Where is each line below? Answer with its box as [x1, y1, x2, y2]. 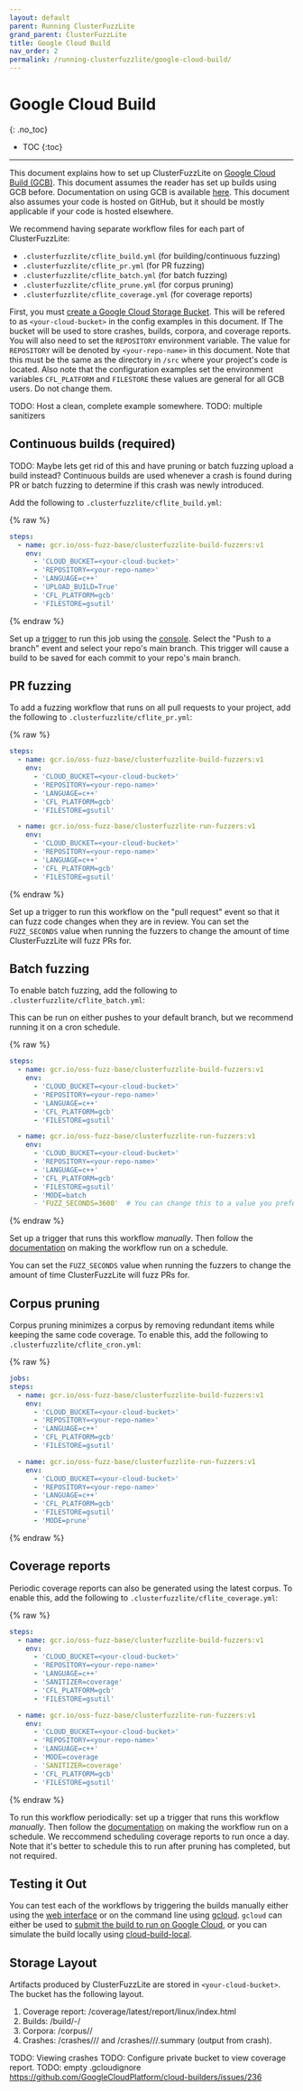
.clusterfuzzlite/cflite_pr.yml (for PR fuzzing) [22, 259, 206, 271]
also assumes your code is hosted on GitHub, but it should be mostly [9, 196, 265, 207]
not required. [9, 1850, 58, 1861]
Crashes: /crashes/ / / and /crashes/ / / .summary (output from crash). [22, 2035, 272, 2046]
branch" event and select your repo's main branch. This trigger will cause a [9, 642, 289, 653]
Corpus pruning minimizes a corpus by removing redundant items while [9, 1320, 275, 1330]
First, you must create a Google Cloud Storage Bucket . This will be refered [9, 306, 286, 317]
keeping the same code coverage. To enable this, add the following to [9, 1330, 269, 1340]
